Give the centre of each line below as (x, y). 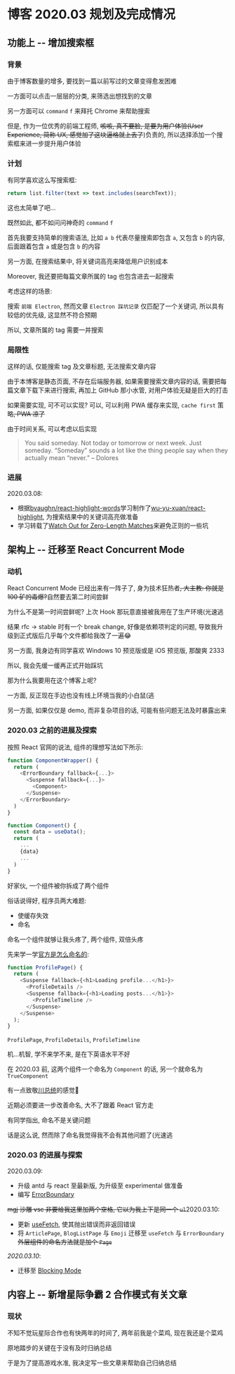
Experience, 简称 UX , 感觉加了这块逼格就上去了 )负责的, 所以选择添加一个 (112, 134)
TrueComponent (28, 1076)
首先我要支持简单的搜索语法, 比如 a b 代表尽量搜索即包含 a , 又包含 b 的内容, (116, 238)
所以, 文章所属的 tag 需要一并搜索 (55, 330)
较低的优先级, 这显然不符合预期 (52, 315)
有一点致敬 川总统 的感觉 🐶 (43, 1090)
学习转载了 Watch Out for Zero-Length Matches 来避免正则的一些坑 (113, 526)
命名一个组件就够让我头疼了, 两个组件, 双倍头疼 (75, 939)
